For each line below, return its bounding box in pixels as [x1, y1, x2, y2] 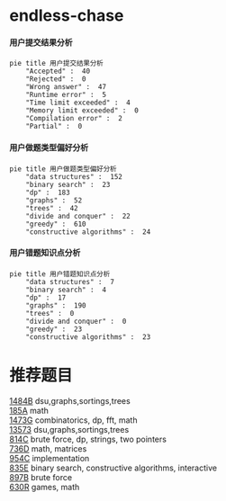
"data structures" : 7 [25, 277, 115, 286]
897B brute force [9, 471, 73, 482]
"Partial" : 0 [25, 122, 83, 131]
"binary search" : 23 [25, 180, 111, 189]
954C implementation [9, 452, 90, 463]
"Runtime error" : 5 [25, 91, 106, 100]
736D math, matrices [9, 443, 87, 454]
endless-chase [9, 5, 124, 26]
